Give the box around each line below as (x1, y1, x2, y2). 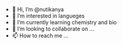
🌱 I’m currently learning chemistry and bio (12, 19, 117, 26)
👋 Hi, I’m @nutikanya (12, 6, 64, 13)
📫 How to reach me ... (12, 32, 68, 39)
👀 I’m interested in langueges (12, 12, 85, 19)
